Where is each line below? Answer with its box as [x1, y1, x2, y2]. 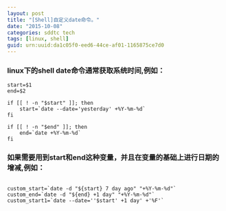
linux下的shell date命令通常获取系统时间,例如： [7, 66, 165, 75]
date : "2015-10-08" [7, 23, 63, 29]
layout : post [7, 10, 45, 17]
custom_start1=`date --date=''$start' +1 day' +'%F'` [7, 197, 165, 204]
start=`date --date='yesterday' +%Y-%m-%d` [19, 105, 146, 113]
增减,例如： [7, 163, 45, 173]
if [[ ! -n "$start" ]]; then [7, 100, 94, 107]
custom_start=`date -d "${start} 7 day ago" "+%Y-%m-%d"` [7, 185, 177, 192]
